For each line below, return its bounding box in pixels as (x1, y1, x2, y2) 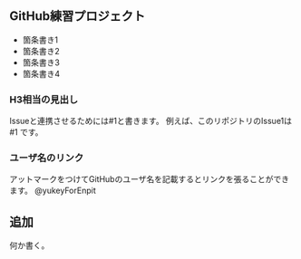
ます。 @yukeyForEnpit (9, 185, 97, 197)
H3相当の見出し (9, 93, 79, 106)
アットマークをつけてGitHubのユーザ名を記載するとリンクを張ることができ (9, 174, 290, 185)
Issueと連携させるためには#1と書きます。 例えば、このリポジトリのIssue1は (9, 116, 293, 127)
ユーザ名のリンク (9, 152, 84, 165)
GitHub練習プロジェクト (9, 8, 146, 24)
